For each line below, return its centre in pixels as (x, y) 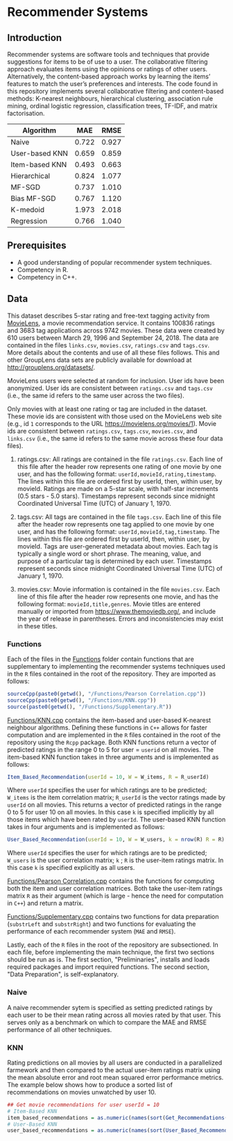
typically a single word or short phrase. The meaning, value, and (109, 554)
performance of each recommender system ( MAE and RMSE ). (92, 932)
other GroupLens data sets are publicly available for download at (100, 360)
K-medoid (28, 210)
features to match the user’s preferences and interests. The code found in (113, 84)
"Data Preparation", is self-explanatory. (63, 975)
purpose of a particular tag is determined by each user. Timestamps (114, 561)
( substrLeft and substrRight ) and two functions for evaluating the (102, 924)
